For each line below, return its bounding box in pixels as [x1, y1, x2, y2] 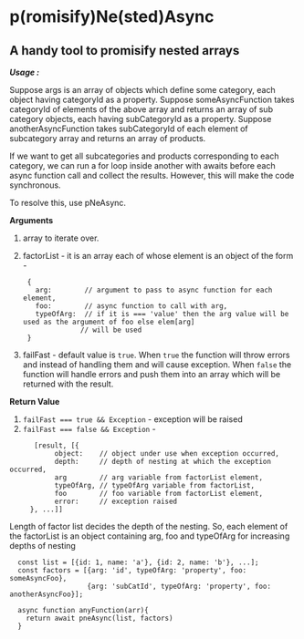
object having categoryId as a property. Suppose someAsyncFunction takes [9, 94, 295, 105]
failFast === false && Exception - [22, 424, 157, 434]
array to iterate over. [22, 232, 100, 243]
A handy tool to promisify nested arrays [9, 43, 240, 58]
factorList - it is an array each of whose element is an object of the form [22, 251, 294, 261]
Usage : [9, 67, 40, 77]
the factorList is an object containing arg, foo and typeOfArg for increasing [9, 531, 290, 541]
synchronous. [9, 180, 61, 191]
